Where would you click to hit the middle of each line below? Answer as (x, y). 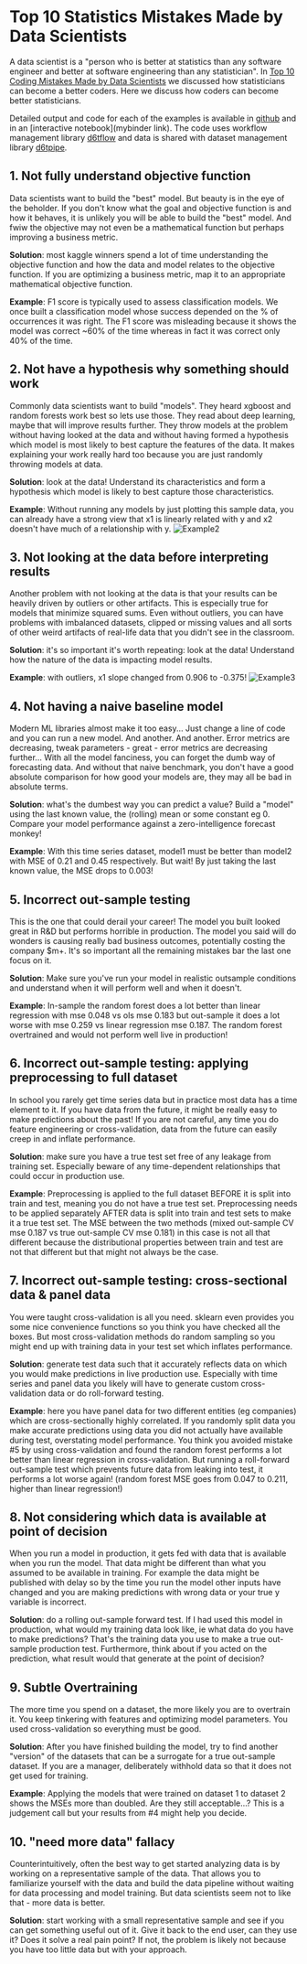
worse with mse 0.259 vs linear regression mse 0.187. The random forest (146, 1025)
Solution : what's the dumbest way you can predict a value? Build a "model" (152, 805)
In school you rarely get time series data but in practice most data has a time (153, 1100)
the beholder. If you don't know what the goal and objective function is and (151, 208)
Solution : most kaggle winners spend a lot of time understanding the (139, 254)
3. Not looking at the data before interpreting (139, 557)
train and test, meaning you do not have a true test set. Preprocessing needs (153, 1203)
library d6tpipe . (38, 147)
